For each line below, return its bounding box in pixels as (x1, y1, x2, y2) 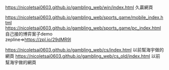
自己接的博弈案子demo (5, 31, 53, 36)
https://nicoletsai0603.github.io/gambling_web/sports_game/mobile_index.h (5, 14, 163, 20)
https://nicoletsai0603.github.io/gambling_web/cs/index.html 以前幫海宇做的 (5, 47, 164, 52)
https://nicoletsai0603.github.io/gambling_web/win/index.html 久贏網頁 (5, 4, 153, 10)
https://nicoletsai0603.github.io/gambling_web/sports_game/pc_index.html (5, 25, 161, 31)
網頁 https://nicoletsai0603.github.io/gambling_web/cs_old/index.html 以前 (5, 53, 160, 59)
